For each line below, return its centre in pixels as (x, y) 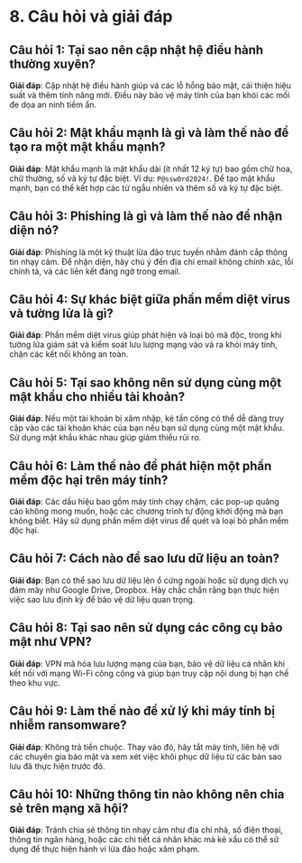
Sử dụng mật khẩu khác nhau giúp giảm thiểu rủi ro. (105, 438)
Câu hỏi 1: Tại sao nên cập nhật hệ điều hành (137, 50)
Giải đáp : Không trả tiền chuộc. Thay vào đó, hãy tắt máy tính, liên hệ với (144, 747)
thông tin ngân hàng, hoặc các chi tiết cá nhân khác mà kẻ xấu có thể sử (144, 840)
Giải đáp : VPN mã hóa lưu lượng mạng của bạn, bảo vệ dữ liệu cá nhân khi (147, 663)
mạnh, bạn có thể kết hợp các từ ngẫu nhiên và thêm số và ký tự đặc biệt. (146, 187)
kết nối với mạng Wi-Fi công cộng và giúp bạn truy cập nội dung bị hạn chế (149, 673)
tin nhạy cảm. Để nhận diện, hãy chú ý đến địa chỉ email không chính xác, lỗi (151, 261)
